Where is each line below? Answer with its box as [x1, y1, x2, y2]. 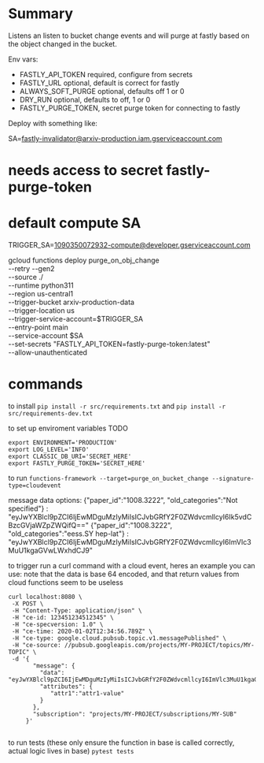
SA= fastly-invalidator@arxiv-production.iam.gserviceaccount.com [8, 133, 222, 143]
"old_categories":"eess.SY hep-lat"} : [8, 529, 130, 538]
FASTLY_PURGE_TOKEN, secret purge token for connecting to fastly [19, 103, 241, 113]
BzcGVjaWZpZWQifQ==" [8, 521, 89, 530]
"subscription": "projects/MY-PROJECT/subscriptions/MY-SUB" [32, 710, 237, 718]
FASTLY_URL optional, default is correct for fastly [19, 78, 180, 87]
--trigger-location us [8, 306, 75, 315]
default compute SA [8, 214, 141, 233]
